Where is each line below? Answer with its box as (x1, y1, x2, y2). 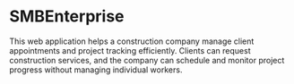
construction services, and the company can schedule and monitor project (9, 55, 285, 65)
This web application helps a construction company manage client (9, 36, 255, 46)
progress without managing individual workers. (9, 64, 183, 75)
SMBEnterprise (9, 6, 125, 27)
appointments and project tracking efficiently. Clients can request (9, 45, 251, 55)
